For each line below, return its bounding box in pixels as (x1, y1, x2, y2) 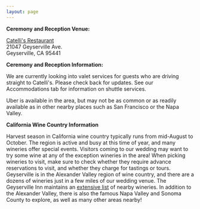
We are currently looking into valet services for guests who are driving (6, 72, 179, 79)
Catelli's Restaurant (6, 36, 54, 44)
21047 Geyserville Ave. (6, 43, 63, 50)
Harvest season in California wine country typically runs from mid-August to (6, 133, 193, 140)
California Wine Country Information (6, 121, 99, 128)
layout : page (6, 8, 39, 15)
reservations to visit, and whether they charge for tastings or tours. (6, 164, 171, 171)
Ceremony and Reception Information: (6, 61, 103, 68)
